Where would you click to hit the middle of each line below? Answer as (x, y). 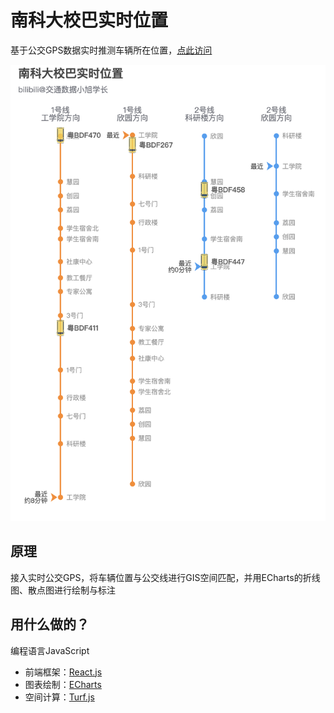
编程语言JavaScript (50, 650)
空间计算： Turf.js (59, 697)
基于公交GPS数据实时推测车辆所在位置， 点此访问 (111, 50)
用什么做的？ (50, 624)
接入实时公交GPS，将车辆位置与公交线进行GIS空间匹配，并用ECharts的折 (161, 577)
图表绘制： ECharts (63, 684)
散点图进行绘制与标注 (71, 590)
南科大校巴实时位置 (89, 20)
